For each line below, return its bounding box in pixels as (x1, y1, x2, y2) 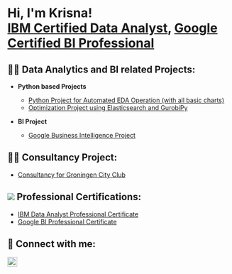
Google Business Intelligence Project (28, 131, 136, 139)
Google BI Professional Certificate (17, 217, 117, 226)
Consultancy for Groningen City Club (17, 170, 126, 179)
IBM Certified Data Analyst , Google (7, 20, 218, 36)
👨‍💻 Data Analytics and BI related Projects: (7, 63, 196, 75)
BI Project (17, 117, 48, 126)
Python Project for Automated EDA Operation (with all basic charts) (28, 96, 225, 104)
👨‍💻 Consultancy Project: (7, 151, 118, 164)
